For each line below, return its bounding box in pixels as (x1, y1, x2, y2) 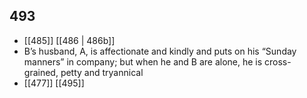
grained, (23, 66, 59, 78)
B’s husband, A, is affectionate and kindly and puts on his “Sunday (23, 45, 297, 57)
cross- (264, 55, 292, 68)
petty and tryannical (60, 66, 144, 78)
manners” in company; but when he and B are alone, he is (23, 55, 263, 68)
